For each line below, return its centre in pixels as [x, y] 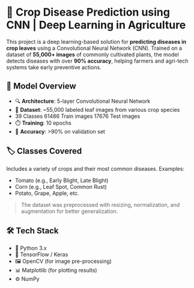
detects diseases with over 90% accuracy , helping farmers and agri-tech [97, 61]
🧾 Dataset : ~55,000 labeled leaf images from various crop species [97, 109]
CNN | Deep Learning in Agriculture [96, 25]
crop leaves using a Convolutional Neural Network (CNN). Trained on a [94, 48]
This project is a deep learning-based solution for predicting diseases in [96, 41]
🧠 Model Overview [41, 86]
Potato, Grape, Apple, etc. [47, 193]
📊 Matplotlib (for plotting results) [56, 271]
